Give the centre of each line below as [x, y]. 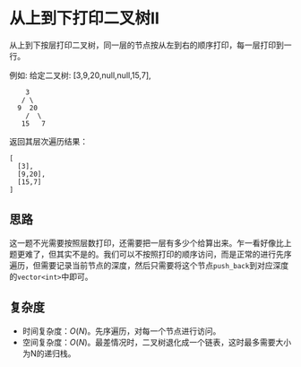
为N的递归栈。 [49, 353]
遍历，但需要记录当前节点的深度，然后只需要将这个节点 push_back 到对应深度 [149, 265]
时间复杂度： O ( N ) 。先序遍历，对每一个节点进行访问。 [121, 331]
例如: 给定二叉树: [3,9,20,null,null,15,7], [80, 75]
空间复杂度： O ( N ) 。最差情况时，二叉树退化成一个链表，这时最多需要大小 [157, 342]
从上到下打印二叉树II [84, 18]
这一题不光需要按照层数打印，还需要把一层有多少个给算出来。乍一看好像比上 [150, 242]
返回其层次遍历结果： [48, 141]
